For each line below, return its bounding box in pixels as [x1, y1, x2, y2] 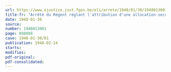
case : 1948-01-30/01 [5, 36, 49, 41]
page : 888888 [5, 31, 33, 36]
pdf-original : [5, 54, 36, 60]
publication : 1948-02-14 [5, 41, 58, 46]
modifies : [5, 50, 26, 55]
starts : [5, 45, 22, 50]
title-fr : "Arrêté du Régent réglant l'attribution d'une [5, 12, 131, 17]
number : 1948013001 [5, 26, 47, 31]
